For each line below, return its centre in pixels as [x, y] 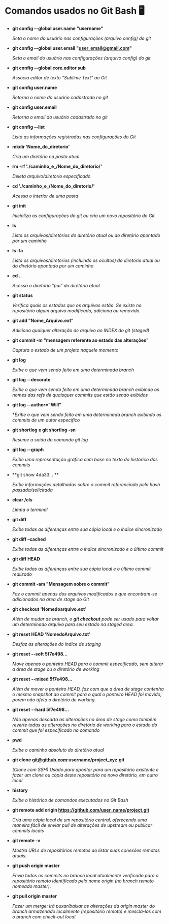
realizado [22, 574]
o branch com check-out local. [44, 916]
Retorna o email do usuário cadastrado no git [60, 117]
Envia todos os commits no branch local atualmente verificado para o [85, 875]
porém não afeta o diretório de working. [54, 699]
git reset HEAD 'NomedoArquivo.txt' [51, 634]
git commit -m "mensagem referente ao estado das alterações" [80, 340]
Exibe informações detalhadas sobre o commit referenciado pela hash [86, 484]
